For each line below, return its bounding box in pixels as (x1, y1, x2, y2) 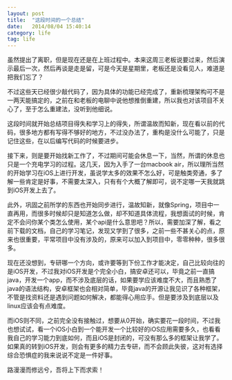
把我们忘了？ (7, 73, 43, 82)
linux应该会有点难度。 (7, 302, 69, 310)
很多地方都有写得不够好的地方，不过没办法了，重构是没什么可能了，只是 (19, 129, 225, 137)
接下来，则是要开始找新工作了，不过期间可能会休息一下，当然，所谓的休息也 (7, 151, 225, 160)
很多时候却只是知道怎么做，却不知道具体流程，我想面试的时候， (37, 209, 219, 218)
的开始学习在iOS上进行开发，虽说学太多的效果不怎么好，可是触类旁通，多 (7, 169, 217, 177)
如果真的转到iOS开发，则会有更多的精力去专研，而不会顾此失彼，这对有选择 (7, 343, 223, 351)
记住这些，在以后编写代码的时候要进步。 (7, 137, 122, 145)
